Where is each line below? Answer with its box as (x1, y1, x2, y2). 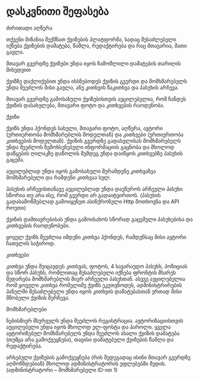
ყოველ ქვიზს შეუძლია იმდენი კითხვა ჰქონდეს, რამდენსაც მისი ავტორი (6, 233, 187, 240)
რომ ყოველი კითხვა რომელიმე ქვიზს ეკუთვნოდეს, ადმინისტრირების (6, 281, 182, 288)
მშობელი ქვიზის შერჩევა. (6, 294, 70, 301)
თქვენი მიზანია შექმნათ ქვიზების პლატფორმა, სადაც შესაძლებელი (6, 36, 176, 43)
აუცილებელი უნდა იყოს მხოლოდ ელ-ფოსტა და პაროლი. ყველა (6, 323, 171, 330)
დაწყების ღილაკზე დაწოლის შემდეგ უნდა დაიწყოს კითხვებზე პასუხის (6, 150, 183, 157)
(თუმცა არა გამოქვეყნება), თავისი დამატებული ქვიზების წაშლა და (6, 336, 174, 343)
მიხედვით (6, 66, 31, 73)
